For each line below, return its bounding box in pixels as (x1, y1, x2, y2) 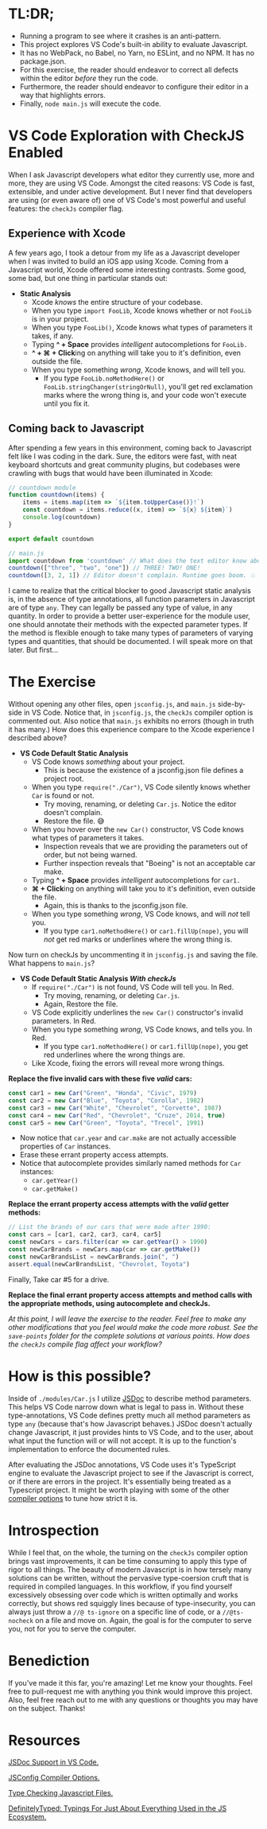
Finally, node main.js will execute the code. (19, 99, 161, 108)
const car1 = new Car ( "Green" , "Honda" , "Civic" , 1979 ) (8, 1090, 197, 1098)
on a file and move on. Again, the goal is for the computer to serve (35, 1615, 252, 1624)
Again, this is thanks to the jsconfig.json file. (43, 901, 188, 911)
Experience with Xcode (8, 227, 126, 240)
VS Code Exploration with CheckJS (8, 127, 245, 145)
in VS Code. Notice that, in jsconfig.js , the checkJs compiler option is (23, 708, 253, 717)
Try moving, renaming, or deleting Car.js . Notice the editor (43, 799, 237, 809)
